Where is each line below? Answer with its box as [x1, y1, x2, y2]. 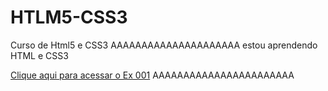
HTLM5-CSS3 [10, 6, 128, 29]
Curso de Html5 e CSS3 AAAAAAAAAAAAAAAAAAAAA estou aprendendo [10, 39, 318, 51]
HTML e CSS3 [10, 49, 69, 61]
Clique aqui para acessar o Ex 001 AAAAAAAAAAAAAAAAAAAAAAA [10, 69, 295, 81]
